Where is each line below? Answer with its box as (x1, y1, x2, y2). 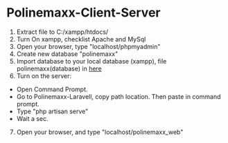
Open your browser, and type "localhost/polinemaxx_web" (16, 128, 184, 136)
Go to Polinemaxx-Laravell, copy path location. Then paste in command (16, 92, 221, 101)
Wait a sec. (16, 114, 49, 122)
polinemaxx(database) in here (16, 64, 102, 73)
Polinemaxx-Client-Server (6, 5, 161, 21)
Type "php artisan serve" (16, 107, 89, 115)
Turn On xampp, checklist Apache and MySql (16, 35, 146, 43)
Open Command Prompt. (16, 85, 88, 93)
